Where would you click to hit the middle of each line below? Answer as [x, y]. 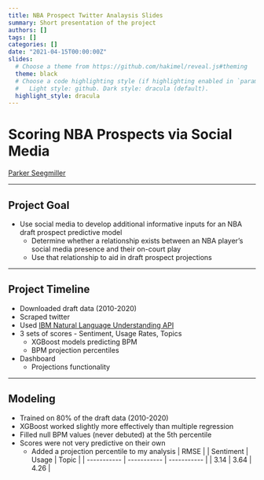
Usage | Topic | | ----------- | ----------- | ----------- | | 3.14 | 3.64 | [141, 460]
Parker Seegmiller [37, 173]
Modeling [32, 399]
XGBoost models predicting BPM [84, 342]
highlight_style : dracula [58, 96]
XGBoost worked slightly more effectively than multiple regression [126, 426]
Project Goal [39, 205]
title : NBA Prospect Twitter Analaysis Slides [86, 15]
